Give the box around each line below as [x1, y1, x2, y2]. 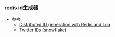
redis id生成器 [4, 4, 38, 11]
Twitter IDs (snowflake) [19, 27, 67, 33]
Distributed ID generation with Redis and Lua [19, 22, 111, 28]
